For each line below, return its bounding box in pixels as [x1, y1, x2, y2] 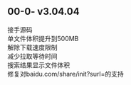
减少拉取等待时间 [7, 52, 58, 60]
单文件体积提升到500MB [7, 34, 79, 42]
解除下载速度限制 [7, 42, 58, 52]
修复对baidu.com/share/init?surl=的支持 [7, 69, 124, 78]
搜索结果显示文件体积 [7, 60, 70, 69]
